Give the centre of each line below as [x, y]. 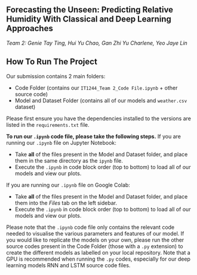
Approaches [30, 28]
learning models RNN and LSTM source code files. [68, 265]
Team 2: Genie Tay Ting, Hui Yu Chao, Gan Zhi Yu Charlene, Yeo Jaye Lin [97, 43]
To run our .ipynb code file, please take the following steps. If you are [93, 136]
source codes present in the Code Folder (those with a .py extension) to [95, 246]
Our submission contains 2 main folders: [56, 76]
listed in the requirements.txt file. [48, 124]
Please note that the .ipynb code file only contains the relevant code [90, 227]
